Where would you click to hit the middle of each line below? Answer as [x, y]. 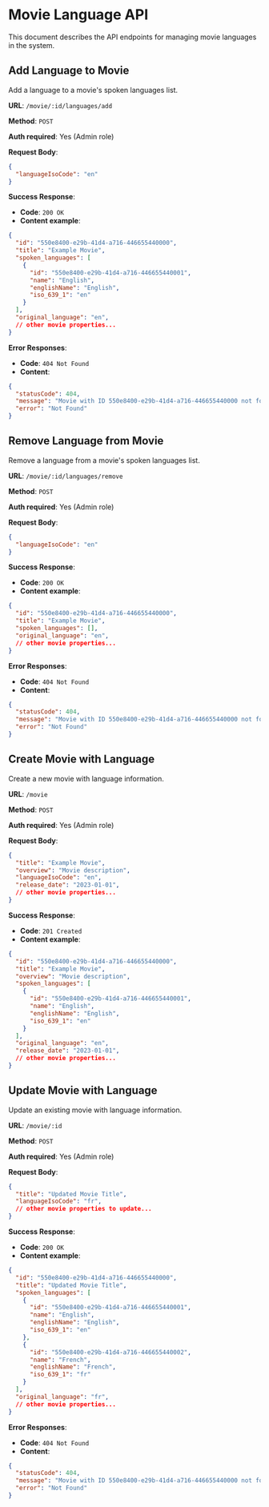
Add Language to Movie [69, 71]
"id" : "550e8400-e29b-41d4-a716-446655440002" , [110, 1352]
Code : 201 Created [51, 930]
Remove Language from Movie [86, 441]
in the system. [32, 45]
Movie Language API [78, 15]
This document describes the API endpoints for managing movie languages [132, 37]
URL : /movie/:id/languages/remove [66, 476]
